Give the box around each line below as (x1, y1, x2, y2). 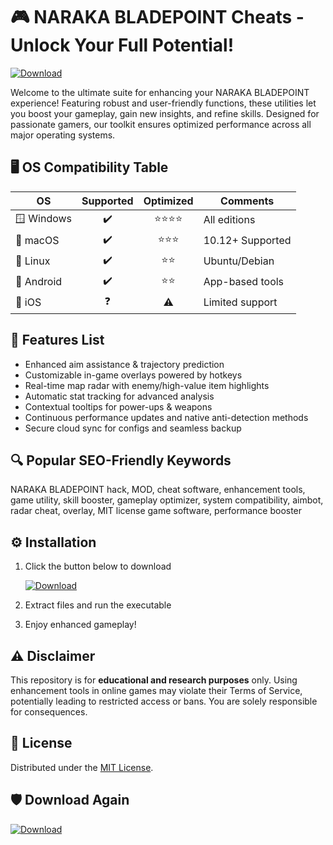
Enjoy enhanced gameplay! (24, 619, 137, 631)
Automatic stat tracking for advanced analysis (24, 390, 215, 402)
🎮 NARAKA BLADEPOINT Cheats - (10, 6, 305, 29)
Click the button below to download (24, 560, 172, 573)
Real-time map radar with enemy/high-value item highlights (24, 379, 270, 391)
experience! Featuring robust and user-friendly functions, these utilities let (10, 97, 317, 109)
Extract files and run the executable (24, 599, 172, 611)
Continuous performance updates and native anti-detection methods (24, 411, 309, 423)
